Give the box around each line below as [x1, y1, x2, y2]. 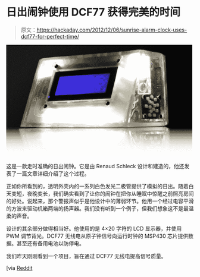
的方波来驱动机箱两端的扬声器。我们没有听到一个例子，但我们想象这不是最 [6, 204, 189, 212]
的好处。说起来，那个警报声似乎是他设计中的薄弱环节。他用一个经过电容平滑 [6, 197, 194, 204]
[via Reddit [6, 264, 33, 271]
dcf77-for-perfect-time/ [20, 33, 79, 40]
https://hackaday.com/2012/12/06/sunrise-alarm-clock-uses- [36, 26, 187, 33]
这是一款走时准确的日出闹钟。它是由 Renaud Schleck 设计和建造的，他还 [6, 162, 185, 169]
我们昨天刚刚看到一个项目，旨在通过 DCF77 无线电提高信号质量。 [6, 252, 167, 259]
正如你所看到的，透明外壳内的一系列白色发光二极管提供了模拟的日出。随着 [6, 182, 189, 190]
